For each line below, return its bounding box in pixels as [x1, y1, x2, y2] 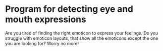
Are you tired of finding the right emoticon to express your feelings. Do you [5, 30, 159, 36]
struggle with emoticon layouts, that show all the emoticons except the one [5, 35, 159, 41]
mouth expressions [5, 14, 87, 25]
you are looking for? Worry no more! [5, 40, 79, 46]
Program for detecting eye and [5, 3, 134, 15]
